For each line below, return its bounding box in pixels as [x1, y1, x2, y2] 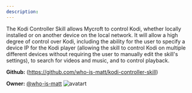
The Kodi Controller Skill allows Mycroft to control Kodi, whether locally [6, 25, 181, 32]
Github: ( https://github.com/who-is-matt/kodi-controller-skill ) [6, 68, 159, 75]
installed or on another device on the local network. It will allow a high [6, 31, 178, 39]
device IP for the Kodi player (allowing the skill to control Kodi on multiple [6, 44, 186, 51]
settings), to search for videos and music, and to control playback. [6, 57, 170, 64]
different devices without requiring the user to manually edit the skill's [6, 50, 178, 57]
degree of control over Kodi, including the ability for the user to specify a [6, 38, 185, 45]
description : [6, 8, 39, 15]
